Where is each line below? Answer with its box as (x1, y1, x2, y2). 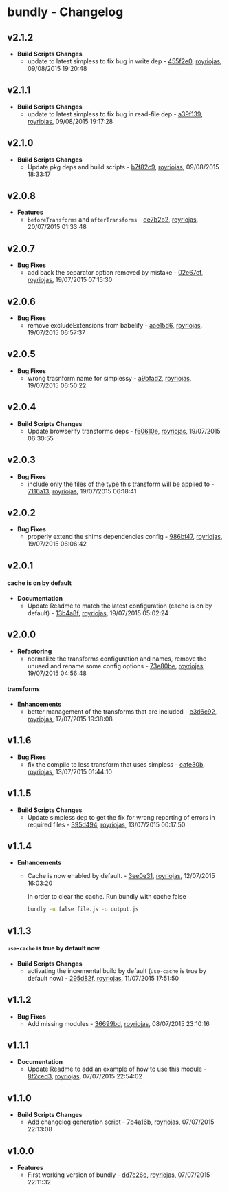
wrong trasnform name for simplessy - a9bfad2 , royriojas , (27, 374, 192, 382)
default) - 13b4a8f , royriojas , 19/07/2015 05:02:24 (27, 608, 168, 617)
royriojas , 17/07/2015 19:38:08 (27, 714, 113, 723)
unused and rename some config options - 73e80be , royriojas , (27, 661, 205, 670)
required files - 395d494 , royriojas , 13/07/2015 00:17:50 (27, 820, 186, 829)
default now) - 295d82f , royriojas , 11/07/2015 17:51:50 (27, 974, 179, 982)
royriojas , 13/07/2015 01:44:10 (27, 767, 112, 776)
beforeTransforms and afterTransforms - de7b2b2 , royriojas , (27, 215, 199, 224)
